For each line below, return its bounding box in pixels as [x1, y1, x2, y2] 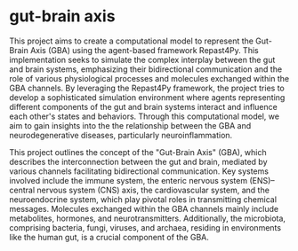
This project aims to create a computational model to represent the [9, 35, 254, 46]
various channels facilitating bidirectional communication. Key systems [9, 166, 270, 176]
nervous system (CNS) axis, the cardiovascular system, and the [36, 184, 270, 195]
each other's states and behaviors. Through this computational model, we [9, 111, 280, 122]
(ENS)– [248, 175, 276, 185]
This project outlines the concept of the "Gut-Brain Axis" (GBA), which [9, 146, 267, 157]
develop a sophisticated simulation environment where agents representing [9, 91, 286, 103]
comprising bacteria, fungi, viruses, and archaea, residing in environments [9, 222, 282, 232]
